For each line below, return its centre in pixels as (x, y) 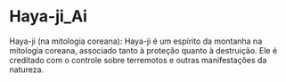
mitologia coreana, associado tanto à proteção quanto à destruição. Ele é (143, 50)
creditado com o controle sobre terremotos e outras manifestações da (138, 60)
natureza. (27, 70)
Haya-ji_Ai (48, 16)
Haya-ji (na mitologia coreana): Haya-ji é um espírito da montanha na (136, 41)
